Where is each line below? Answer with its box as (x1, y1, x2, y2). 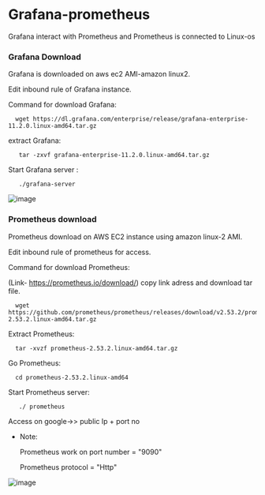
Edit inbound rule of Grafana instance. (8, 84, 132, 94)
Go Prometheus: (8, 358, 62, 368)
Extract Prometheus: (8, 329, 75, 339)
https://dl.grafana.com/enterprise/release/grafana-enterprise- (32, 115, 248, 123)
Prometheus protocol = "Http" (19, 462, 118, 471)
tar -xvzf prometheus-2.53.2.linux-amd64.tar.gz (15, 344, 178, 352)
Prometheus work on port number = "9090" (19, 447, 162, 456)
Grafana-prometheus (8, 6, 151, 24)
